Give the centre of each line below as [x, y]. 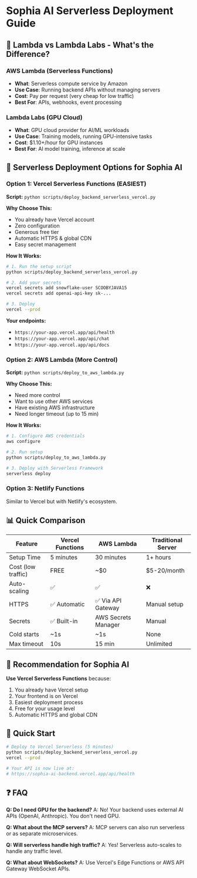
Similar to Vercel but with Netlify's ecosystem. [62, 501]
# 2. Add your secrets [34, 283]
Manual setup [164, 604]
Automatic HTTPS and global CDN [56, 715]
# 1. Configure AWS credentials [45, 436]
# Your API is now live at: [40, 768]
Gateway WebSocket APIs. [38, 869]
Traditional [167, 540]
